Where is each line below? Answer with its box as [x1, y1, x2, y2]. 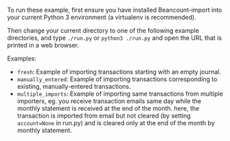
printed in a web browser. [7, 41, 80, 49]
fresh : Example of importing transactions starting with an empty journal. [16, 68, 222, 76]
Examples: [7, 54, 36, 63]
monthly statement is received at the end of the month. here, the [16, 105, 200, 112]
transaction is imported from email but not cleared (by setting [16, 111, 191, 120]
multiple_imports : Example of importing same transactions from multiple [16, 89, 223, 98]
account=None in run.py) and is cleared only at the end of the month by [16, 119, 215, 127]
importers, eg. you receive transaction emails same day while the [16, 97, 201, 105]
